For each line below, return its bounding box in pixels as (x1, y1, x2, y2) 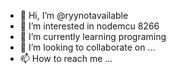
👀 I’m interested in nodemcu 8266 (19, 20, 160, 32)
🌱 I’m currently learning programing (19, 31, 167, 42)
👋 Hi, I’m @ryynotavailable (19, 10, 129, 21)
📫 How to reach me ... (19, 53, 113, 64)
